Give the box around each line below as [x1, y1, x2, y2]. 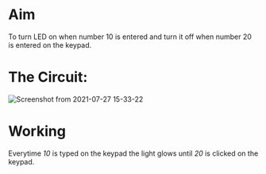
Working [8, 122, 66, 141]
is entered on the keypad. [8, 40, 92, 49]
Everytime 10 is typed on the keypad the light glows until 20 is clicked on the [8, 149, 259, 158]
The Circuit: [8, 68, 88, 87]
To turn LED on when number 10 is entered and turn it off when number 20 [8, 32, 253, 41]
